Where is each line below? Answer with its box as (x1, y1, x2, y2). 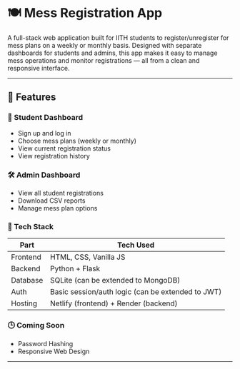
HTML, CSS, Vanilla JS (49, 252, 126, 262)
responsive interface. (7, 64, 70, 72)
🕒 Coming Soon (7, 320, 65, 330)
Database (11, 276, 44, 285)
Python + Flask (49, 264, 101, 274)
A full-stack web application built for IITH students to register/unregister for (7, 33, 229, 42)
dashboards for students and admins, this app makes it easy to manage (7, 49, 218, 57)
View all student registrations (17, 188, 104, 197)
